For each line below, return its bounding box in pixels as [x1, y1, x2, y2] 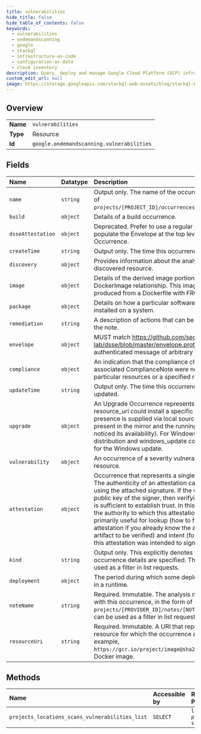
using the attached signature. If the [93, 486, 192, 494]
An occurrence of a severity [93, 454, 172, 462]
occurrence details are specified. [93, 556, 187, 564]
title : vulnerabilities [6, 8, 66, 15]
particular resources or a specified [93, 372, 191, 380]
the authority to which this [93, 508, 167, 517]
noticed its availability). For [93, 429, 169, 437]
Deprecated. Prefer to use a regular [93, 222, 193, 230]
